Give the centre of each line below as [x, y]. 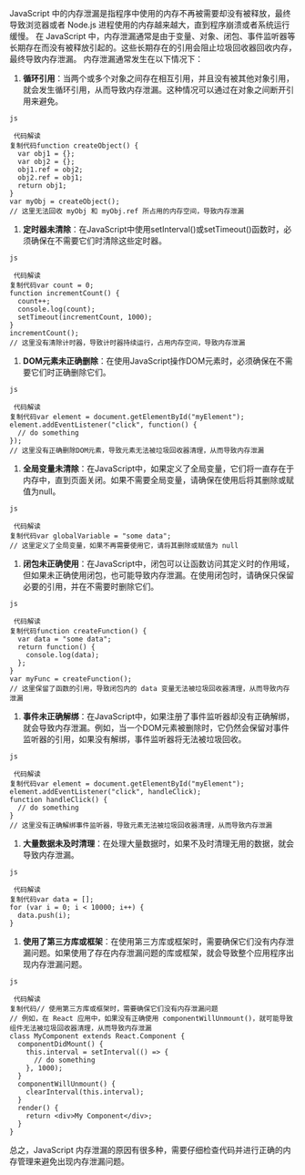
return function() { [56, 647]
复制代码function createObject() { [74, 146]
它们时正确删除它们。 [71, 372]
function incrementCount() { [65, 294]
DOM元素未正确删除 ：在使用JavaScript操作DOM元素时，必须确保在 [150, 361]
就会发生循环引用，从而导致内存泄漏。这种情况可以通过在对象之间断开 [154, 90]
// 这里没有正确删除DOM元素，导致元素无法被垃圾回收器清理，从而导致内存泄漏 [137, 450]
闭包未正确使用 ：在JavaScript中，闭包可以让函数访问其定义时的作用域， [158, 564]
